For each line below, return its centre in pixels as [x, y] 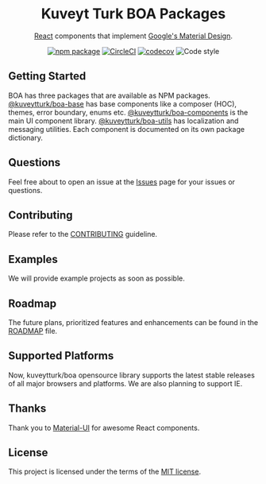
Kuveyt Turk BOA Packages [133, 14]
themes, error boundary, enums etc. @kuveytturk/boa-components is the [128, 112]
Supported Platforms [61, 356]
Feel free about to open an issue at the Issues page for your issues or [122, 182]
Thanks [27, 409]
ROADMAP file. [33, 331]
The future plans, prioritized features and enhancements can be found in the [133, 322]
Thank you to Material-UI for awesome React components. [104, 428]
